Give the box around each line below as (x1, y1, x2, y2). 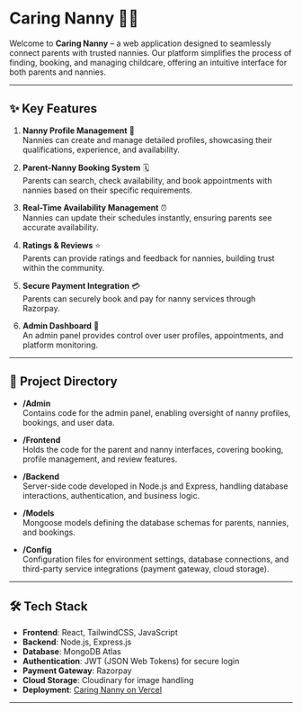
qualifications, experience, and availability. (22, 144, 180, 155)
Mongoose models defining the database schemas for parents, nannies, (22, 517, 289, 527)
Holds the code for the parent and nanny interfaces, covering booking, (22, 444, 284, 455)
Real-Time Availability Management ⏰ (22, 202, 168, 212)
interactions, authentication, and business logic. (22, 490, 200, 500)
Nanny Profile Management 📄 (22, 125, 135, 136)
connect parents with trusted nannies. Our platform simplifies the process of (9, 47, 292, 58)
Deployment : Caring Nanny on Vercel (22, 684, 163, 696)
